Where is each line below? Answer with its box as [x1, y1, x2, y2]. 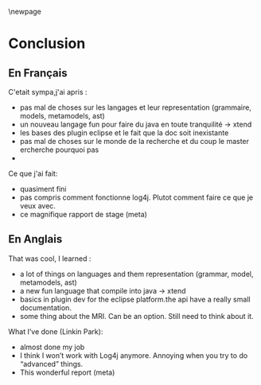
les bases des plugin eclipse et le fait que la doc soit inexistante [19, 128, 229, 138]
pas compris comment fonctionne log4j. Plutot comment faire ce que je [19, 192, 253, 202]
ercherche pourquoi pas [19, 145, 99, 154]
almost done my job [19, 342, 85, 352]
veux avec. [19, 201, 56, 210]
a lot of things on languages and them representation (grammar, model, [19, 269, 254, 278]
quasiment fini [19, 185, 67, 193]
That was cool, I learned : [8, 254, 92, 263]
